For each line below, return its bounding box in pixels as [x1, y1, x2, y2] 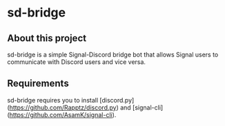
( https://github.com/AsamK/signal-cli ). [7, 110, 117, 118]
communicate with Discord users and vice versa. [7, 58, 146, 66]
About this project [7, 32, 87, 44]
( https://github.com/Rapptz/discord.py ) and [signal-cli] [7, 103, 164, 112]
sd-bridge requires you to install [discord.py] [7, 96, 135, 104]
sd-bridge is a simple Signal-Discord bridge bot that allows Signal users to [7, 50, 219, 59]
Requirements [7, 78, 69, 90]
